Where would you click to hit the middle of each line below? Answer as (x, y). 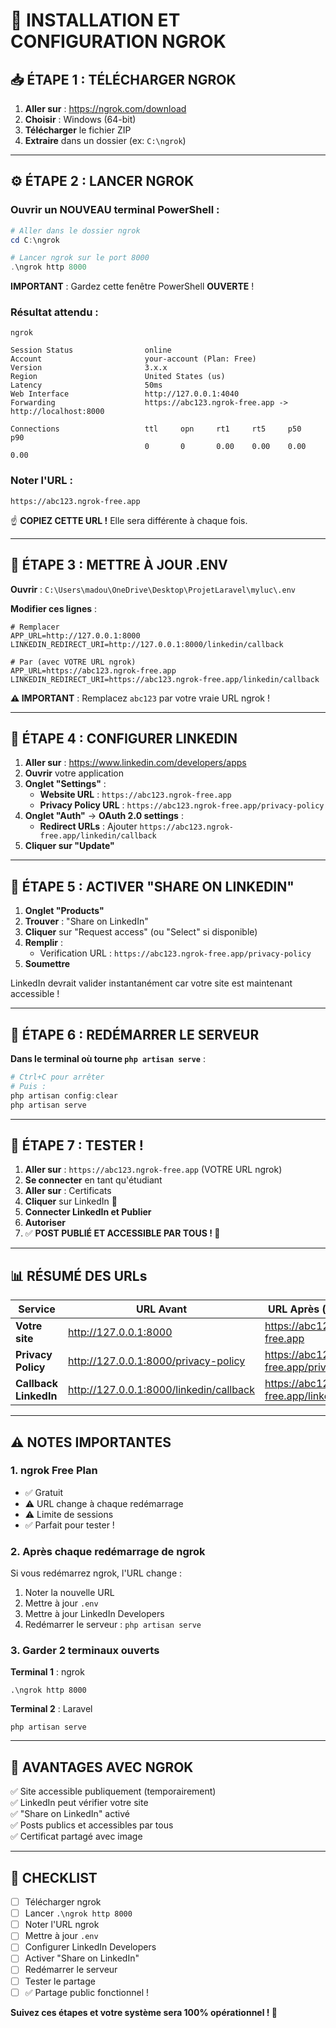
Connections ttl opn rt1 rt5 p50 (156, 429)
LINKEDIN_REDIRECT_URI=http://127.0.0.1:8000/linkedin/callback (147, 644)
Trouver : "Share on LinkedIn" (86, 921)
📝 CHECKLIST (54, 1877)
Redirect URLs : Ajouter (88, 826)
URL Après (293, 1309)
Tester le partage (60, 1981)
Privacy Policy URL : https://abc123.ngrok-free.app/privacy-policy (182, 805)
